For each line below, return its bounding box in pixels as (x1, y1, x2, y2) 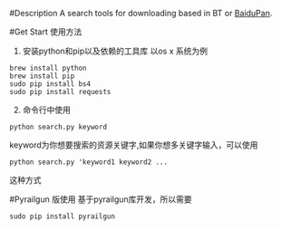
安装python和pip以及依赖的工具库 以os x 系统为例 (22, 45, 208, 56)
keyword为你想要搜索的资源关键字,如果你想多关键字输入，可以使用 (9, 139, 258, 150)
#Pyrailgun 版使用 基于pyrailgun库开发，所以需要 (9, 194, 192, 205)
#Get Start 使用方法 (9, 26, 82, 37)
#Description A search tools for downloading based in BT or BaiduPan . (9, 8, 273, 18)
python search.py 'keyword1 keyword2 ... (9, 158, 169, 167)
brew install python (9, 63, 88, 72)
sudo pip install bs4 (9, 80, 92, 89)
